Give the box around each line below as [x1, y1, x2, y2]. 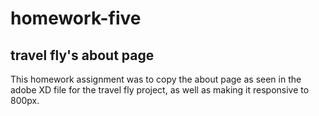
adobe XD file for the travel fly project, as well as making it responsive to [10, 84, 310, 96]
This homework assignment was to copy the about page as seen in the [10, 73, 302, 85]
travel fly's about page [10, 47, 155, 64]
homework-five [10, 7, 142, 30]
